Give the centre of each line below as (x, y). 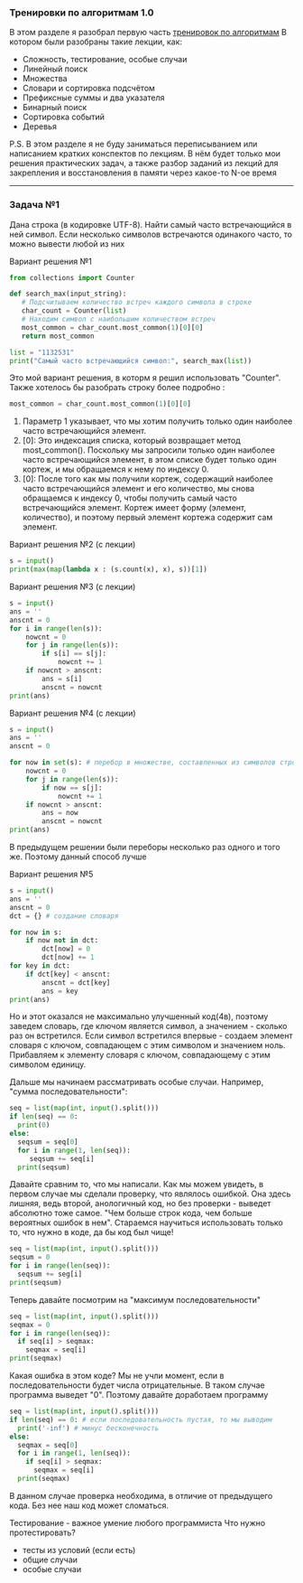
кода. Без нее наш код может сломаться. (89, 1505)
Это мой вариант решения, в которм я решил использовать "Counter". (145, 378)
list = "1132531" (42, 352)
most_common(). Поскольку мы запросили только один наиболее (148, 450)
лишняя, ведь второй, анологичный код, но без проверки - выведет (140, 1204)
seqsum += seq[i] (62, 1158)
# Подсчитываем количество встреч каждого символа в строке (137, 303)
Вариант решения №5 (51, 875)
